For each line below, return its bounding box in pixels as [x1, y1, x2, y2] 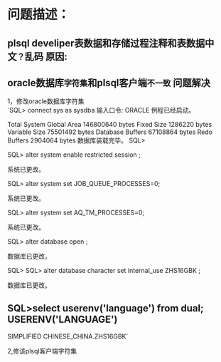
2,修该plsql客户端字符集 [7, 347, 77, 356]
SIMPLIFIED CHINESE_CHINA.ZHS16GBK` [7, 332, 129, 341]
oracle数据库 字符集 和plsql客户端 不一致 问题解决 [7, 76, 211, 89]
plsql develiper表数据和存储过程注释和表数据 [7, 37, 205, 49]
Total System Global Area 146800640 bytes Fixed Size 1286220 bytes [7, 120, 212, 129]
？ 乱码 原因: [16, 51, 68, 63]
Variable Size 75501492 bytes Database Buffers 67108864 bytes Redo [7, 128, 213, 136]
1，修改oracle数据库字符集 [7, 97, 85, 105]
